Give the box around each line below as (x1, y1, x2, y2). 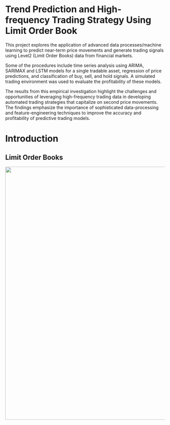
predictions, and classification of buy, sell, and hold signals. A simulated (5, 73, 155, 79)
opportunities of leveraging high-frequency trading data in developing (5, 94, 151, 100)
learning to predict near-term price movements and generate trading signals (5, 47, 164, 53)
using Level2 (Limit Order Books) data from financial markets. (5, 52, 133, 59)
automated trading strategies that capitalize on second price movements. (5, 99, 158, 105)
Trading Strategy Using (52, 14, 152, 26)
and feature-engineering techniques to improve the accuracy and (5, 110, 142, 116)
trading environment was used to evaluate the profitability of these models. (5, 78, 162, 84)
